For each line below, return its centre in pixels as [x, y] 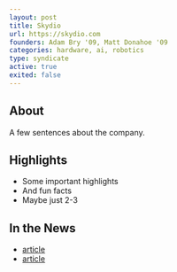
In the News [43, 228]
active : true [33, 67]
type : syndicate [39, 58]
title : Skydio [35, 26]
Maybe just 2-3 [50, 200]
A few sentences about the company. [77, 132]
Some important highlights [70, 182]
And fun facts [47, 190]
